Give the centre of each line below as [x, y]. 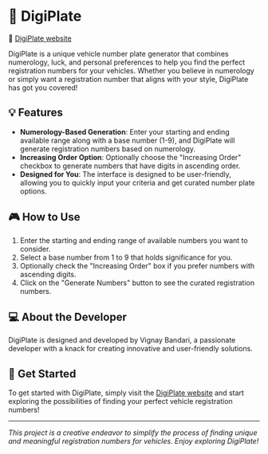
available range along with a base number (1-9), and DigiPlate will [127, 140]
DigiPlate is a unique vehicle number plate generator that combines [118, 53]
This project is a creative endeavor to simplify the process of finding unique [133, 432]
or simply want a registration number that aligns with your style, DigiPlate [128, 79]
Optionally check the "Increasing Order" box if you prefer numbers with [137, 265]
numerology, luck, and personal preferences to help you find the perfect [127, 62]
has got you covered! [43, 88]
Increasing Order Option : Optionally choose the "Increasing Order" [130, 157]
